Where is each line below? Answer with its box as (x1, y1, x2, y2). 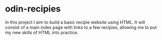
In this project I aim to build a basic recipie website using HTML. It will (5, 19, 145, 25)
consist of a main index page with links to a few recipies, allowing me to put (5, 24, 157, 30)
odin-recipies (5, 3, 61, 14)
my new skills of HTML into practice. (5, 29, 79, 35)
